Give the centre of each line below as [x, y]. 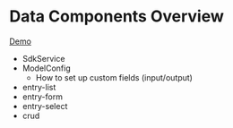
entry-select [45, 106]
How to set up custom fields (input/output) [114, 77]
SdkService [43, 58]
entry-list [39, 87]
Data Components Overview [116, 17]
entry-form [42, 97]
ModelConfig [47, 68]
